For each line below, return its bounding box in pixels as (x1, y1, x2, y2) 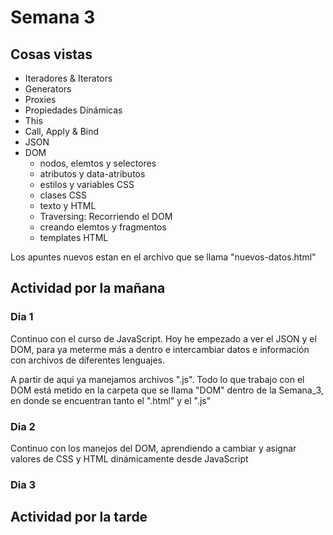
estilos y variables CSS (39, 179, 135, 190)
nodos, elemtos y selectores (39, 157, 157, 169)
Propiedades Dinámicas (24, 104, 123, 116)
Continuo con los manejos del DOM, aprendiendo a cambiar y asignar (10, 442, 297, 454)
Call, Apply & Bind (24, 126, 100, 137)
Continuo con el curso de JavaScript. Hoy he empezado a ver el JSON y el (10, 332, 317, 345)
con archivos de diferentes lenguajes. (10, 354, 165, 366)
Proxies (24, 94, 57, 105)
